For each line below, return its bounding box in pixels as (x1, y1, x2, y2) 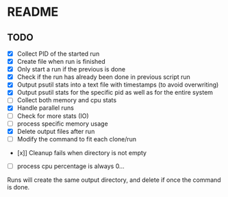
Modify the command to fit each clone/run (16, 135, 137, 143)
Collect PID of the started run (16, 49, 100, 58)
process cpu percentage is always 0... (16, 162, 125, 170)
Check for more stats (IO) (16, 111, 89, 120)
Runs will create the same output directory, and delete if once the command (7, 176, 221, 184)
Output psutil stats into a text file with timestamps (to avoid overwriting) (16, 80, 219, 89)
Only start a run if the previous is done (16, 65, 125, 73)
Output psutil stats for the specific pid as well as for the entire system (16, 89, 214, 97)
